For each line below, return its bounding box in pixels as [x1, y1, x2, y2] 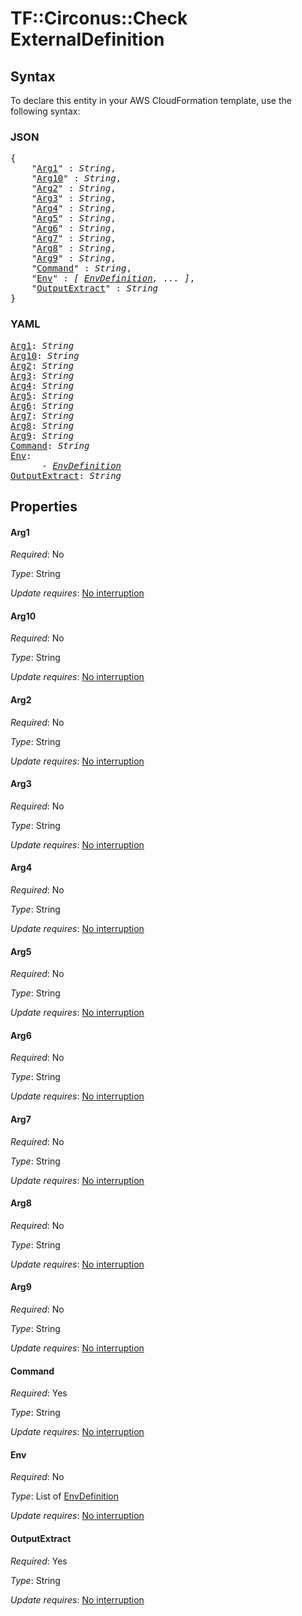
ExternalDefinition [10, 28, 165, 51]
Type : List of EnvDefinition [10, 1490, 119, 1502]
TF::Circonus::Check [10, 7, 188, 30]
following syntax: [10, 105, 81, 117]
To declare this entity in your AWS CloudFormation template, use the [10, 95, 292, 106]
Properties [10, 498, 78, 515]
